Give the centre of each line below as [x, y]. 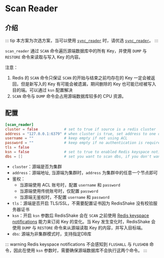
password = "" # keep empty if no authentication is [74, 143]
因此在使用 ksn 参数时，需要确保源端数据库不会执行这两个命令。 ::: [80, 250]
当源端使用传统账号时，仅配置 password [59, 191]
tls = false [17, 147]
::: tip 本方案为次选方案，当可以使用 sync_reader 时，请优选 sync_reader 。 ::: [82, 40]
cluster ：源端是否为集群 [37, 166]
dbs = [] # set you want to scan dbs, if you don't [78, 156]
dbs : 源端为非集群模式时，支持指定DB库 [52, 234]
